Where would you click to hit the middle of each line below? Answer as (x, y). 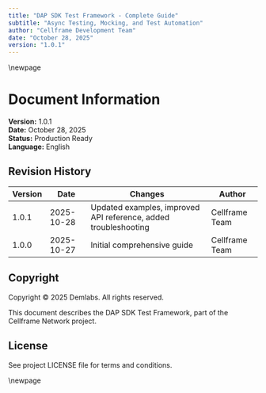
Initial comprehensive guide (142, 245)
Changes (147, 193)
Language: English (39, 147)
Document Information (84, 99)
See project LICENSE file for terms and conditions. (90, 364)
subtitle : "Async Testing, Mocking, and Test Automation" (106, 23)
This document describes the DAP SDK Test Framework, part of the (118, 312)
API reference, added (130, 217)
